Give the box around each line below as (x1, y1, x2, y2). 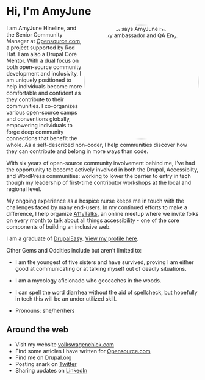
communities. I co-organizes (6, 102, 78, 109)
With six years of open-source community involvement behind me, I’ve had (6, 159, 195, 167)
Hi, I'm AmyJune (6, 4, 92, 18)
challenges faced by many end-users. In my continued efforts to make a (6, 203, 188, 211)
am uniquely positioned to (6, 76, 72, 84)
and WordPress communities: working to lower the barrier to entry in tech (6, 172, 191, 179)
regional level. (6, 185, 41, 193)
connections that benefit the (6, 134, 77, 142)
